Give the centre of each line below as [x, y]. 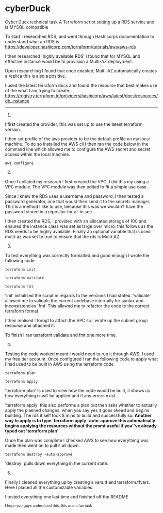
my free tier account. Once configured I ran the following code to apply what [81, 359]
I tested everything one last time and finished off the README [67, 496]
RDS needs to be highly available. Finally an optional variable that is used [78, 231]
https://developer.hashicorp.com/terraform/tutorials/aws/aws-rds [71, 47]
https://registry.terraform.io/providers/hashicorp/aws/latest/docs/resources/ [81, 96]
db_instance [17, 101]
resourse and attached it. [30, 325]
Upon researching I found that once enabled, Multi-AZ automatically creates [81, 70]
